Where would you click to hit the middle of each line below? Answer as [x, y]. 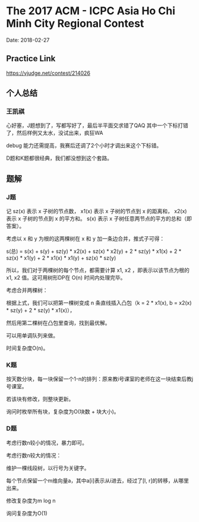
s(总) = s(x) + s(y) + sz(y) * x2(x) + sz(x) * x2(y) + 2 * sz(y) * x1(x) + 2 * [94, 251]
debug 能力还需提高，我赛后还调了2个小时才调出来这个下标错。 [84, 145]
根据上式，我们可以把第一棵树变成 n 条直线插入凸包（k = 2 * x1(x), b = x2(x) [99, 303]
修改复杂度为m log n [31, 501]
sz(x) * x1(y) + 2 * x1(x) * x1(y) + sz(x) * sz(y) [61, 258]
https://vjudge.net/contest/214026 [48, 73]
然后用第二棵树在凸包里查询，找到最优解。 [58, 323]
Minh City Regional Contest [75, 23]
